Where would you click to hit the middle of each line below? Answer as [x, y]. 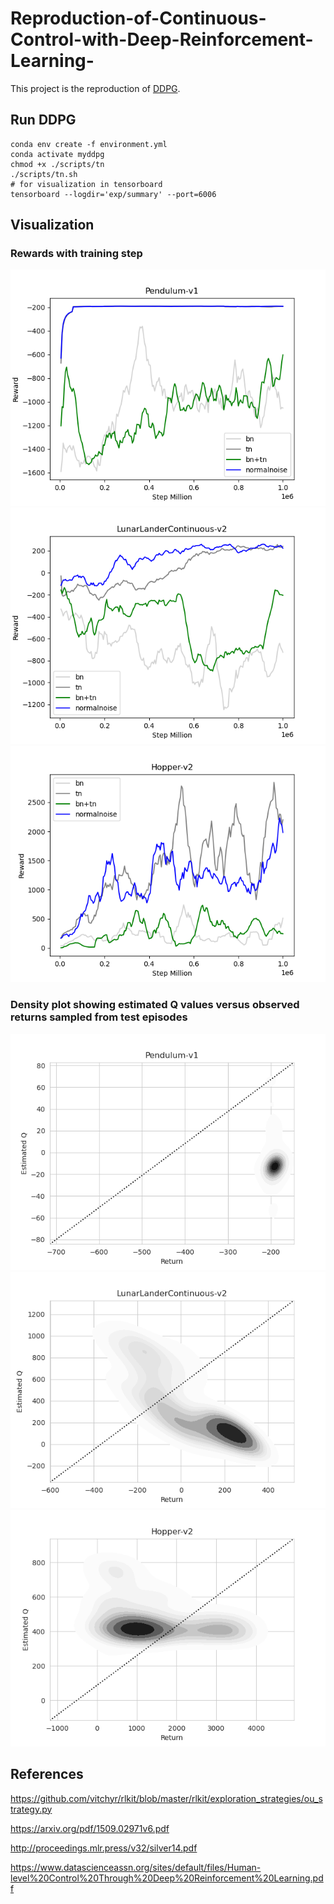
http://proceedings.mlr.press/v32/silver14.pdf [104, 1848]
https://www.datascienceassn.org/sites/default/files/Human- [136, 1867]
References [47, 1774]
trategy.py [31, 1809]
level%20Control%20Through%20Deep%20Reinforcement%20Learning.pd [167, 1878]
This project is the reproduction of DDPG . [95, 88]
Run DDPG [43, 120]
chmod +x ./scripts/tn [57, 164]
